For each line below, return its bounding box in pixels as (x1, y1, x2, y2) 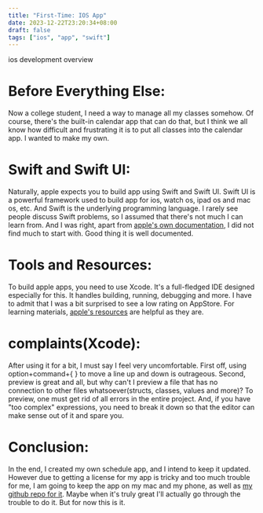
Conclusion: (8, 438, 89, 456)
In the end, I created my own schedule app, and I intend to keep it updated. (8, 464, 251, 474)
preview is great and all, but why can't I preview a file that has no (8, 378, 218, 387)
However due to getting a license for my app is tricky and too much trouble (8, 472, 250, 482)
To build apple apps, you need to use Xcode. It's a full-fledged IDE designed (8, 282, 255, 291)
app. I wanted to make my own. (8, 134, 110, 143)
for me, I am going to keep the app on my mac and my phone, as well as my (8, 481, 253, 490)
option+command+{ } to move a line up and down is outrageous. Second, (8, 369, 246, 378)
